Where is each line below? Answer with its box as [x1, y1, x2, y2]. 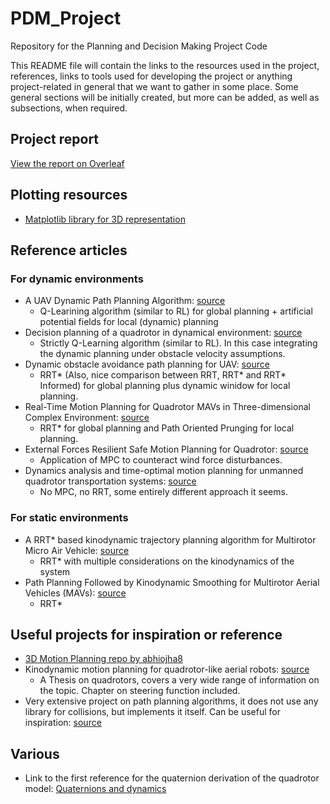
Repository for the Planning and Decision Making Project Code [10, 40, 268, 52]
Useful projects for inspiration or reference [10, 626, 283, 643]
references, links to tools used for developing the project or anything [10, 70, 293, 82]
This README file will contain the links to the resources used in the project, [10, 59, 320, 71]
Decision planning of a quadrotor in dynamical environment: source [24, 327, 303, 339]
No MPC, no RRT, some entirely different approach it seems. [39, 486, 288, 498]
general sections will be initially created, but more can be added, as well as [10, 91, 320, 103]
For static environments [10, 511, 129, 525]
